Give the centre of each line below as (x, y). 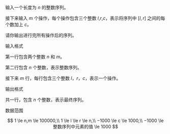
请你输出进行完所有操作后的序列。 (41, 35)
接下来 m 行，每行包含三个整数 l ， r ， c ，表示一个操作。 (63, 78)
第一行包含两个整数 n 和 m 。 (35, 57)
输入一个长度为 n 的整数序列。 (37, 7)
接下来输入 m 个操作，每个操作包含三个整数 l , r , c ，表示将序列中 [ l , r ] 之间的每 (85, 18)
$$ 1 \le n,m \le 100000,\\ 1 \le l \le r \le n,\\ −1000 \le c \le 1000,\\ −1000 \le (86, 121)
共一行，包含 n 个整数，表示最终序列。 (46, 100)
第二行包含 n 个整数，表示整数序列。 (44, 68)
